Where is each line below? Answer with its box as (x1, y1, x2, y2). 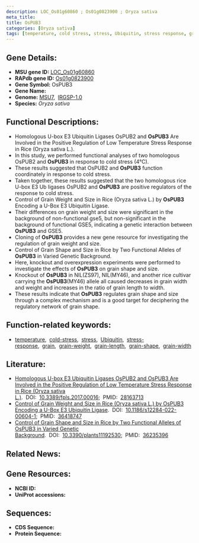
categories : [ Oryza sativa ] (6, 25, 76, 31)
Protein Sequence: (14, 530, 62, 537)
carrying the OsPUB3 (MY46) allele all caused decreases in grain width (14, 277, 188, 285)
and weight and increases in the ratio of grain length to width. (14, 284, 165, 291)
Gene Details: (6, 53, 57, 63)
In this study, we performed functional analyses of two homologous (14, 152, 179, 159)
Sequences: (6, 508, 52, 518)
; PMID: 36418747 (36, 413, 82, 420)
